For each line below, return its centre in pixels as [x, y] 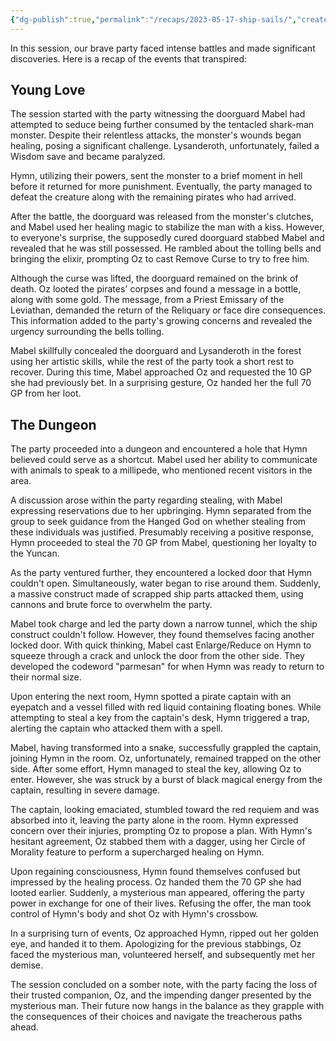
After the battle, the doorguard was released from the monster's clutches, [162, 217]
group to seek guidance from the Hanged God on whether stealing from [158, 522]
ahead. [24, 1027]
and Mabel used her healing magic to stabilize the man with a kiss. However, [167, 227]
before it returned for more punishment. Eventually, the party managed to [161, 187]
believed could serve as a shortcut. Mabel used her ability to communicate [164, 460]
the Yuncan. [35, 553]
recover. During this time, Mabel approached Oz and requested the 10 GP [161, 372]
